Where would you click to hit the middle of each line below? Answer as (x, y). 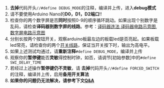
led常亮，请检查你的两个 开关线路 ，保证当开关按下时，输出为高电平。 (81, 45)
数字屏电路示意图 (27, 33)
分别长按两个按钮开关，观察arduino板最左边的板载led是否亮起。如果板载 (84, 39)
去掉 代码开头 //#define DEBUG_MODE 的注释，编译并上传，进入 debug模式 (83, 8)
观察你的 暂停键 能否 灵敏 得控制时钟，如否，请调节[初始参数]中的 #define (83, 57)
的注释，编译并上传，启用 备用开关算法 (49, 74)
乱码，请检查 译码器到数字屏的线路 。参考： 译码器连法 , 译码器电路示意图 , (83, 26)
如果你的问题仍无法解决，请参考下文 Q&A (52, 81)
